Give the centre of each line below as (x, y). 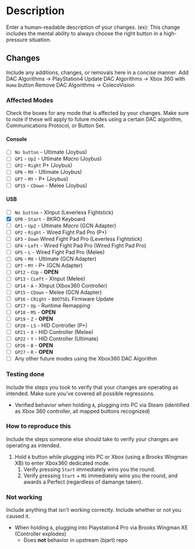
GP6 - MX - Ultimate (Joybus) (48, 172)
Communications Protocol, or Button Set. (56, 125)
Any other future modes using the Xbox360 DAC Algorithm (86, 359)
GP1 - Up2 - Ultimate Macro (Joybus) (58, 159)
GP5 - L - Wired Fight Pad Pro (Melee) (60, 252)
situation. (40, 39)
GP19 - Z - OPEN (34, 319)
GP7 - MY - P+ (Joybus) (42, 178)
